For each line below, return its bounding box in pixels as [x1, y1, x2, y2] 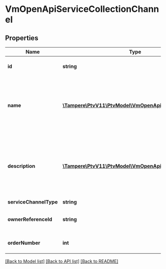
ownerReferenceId [7, 216, 52, 222]
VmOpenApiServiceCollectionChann [5, 3, 160, 15]
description [7, 162, 36, 169]
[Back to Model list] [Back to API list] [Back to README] [5, 259, 119, 264]
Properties [5, 34, 39, 42]
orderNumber [7, 239, 41, 246]
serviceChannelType [7, 199, 58, 205]
